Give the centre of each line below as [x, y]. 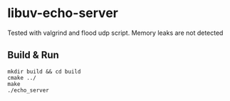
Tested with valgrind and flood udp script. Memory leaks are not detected [115, 33]
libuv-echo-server [63, 13]
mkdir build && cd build [44, 71]
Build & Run [33, 55]
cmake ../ [22, 78]
